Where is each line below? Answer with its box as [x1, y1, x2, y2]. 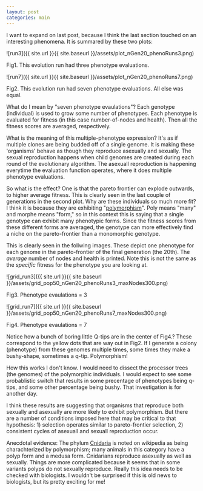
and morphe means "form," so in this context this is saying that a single [6, 210, 184, 218]
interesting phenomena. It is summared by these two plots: [6, 38, 153, 45]
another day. [6, 390, 38, 397]
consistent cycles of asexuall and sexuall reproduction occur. [6, 427, 159, 434]
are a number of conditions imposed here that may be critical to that [6, 414, 176, 422]
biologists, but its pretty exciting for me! [6, 478, 106, 485]
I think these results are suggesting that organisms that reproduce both [6, 402, 184, 409]
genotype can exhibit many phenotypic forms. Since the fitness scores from [6, 217, 196, 224]
